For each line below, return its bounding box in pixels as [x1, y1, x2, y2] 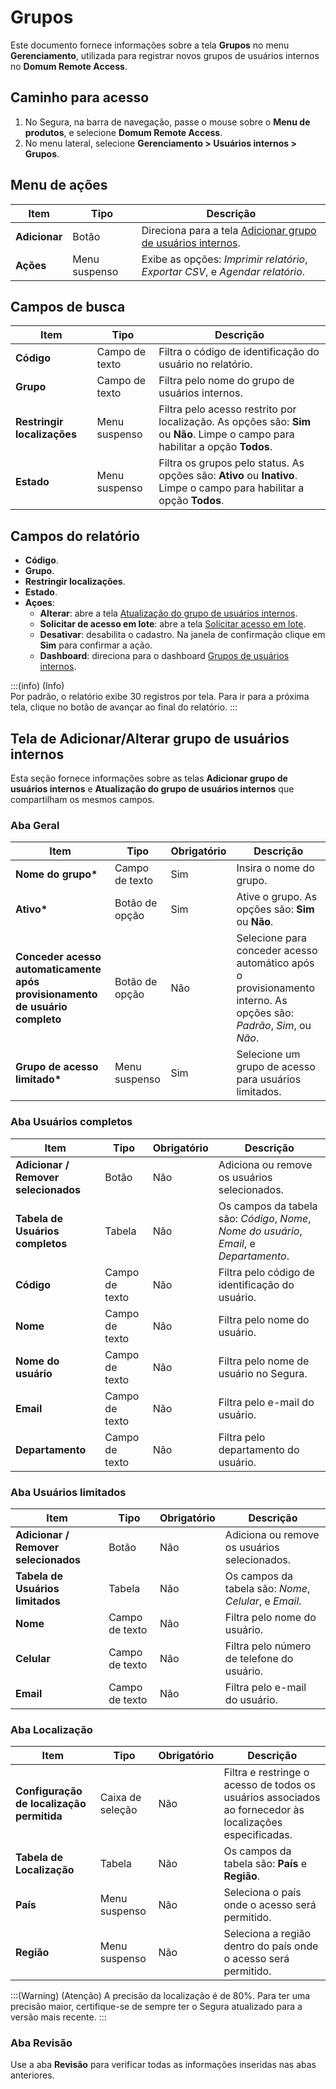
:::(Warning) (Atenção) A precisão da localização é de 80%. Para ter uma [10, 1990, 311, 2002]
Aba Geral [10, 818, 60, 832]
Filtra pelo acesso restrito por [158, 402, 297, 416]
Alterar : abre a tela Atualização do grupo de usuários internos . [39, 607, 298, 620]
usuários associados [223, 1791, 321, 1805]
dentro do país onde [223, 1939, 319, 1953]
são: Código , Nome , [218, 1211, 312, 1225]
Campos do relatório [10, 527, 140, 545]
